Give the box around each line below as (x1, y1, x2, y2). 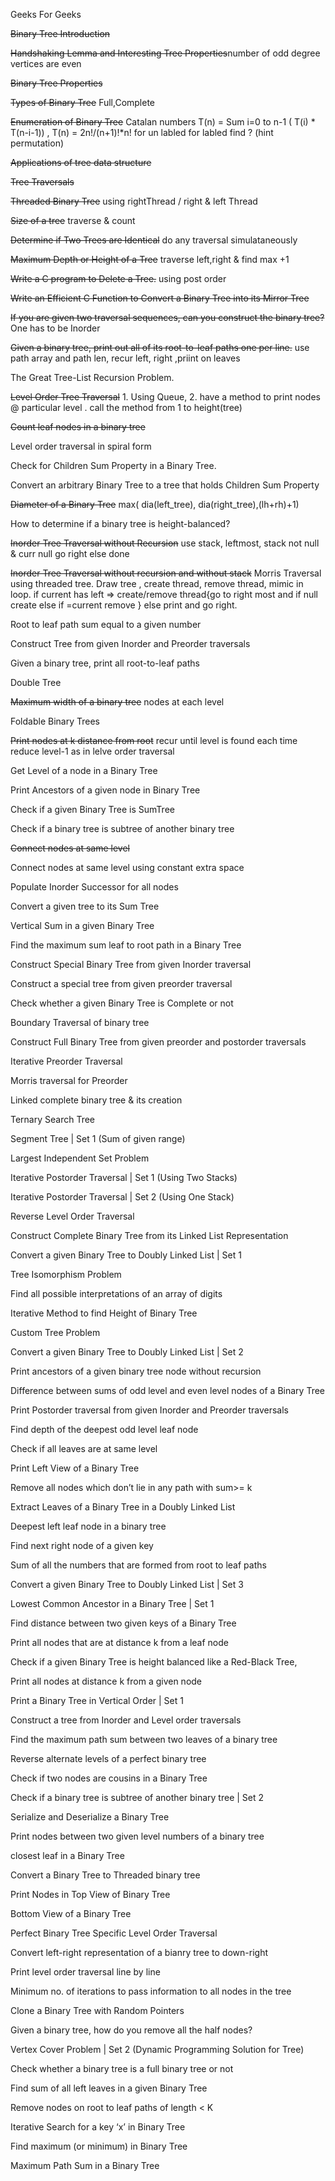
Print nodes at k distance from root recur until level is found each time (10, 735, 298, 746)
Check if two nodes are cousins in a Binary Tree (10, 1772, 208, 1784)
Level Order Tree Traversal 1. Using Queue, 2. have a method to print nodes (10, 391, 321, 403)
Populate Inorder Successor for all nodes (10, 881, 179, 893)
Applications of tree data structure (10, 157, 152, 168)
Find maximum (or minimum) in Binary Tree (10, 2140, 188, 2152)
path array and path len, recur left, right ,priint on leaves (10, 352, 241, 364)
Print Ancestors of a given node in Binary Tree (10, 784, 201, 796)
